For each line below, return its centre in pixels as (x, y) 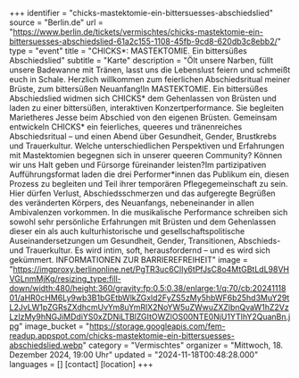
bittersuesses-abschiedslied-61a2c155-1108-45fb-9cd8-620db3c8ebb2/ (144, 41)
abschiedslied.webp (46, 345)
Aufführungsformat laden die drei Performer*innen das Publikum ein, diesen (149, 174)
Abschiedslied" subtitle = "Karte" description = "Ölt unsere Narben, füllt (141, 60)
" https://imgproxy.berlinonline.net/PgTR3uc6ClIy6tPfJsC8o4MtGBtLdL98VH (149, 269)
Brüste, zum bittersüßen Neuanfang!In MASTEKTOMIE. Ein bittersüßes (139, 89)
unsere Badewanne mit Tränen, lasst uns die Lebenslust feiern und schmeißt (150, 70)
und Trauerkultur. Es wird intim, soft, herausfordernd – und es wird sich (140, 250)
